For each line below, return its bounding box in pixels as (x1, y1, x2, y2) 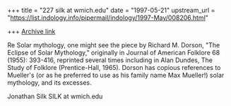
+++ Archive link (7, 28, 56, 35)
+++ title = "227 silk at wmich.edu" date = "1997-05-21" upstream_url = (7, 6, 215, 14)
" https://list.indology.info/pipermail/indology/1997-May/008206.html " (7, 13, 208, 22)
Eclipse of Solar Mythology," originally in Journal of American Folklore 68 (7, 49, 220, 57)
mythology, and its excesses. (7, 78, 92, 87)
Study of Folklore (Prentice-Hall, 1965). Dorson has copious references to (7, 64, 221, 71)
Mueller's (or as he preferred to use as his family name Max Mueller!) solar (7, 71, 225, 79)
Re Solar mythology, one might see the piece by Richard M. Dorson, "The (7, 41, 220, 49)
